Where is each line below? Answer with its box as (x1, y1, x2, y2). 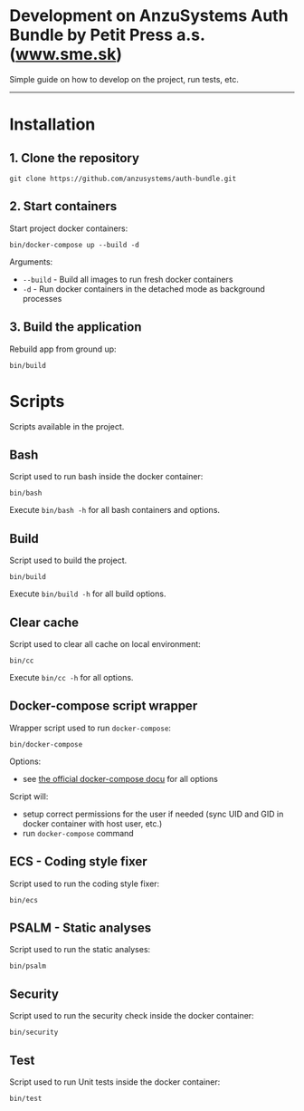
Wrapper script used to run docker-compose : (9, 722, 172, 733)
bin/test (9, 1094, 43, 1103)
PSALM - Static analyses (9, 920, 152, 935)
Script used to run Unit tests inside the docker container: (9, 1077, 221, 1087)
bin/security (9, 1028, 59, 1038)
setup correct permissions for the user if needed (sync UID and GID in (22, 808, 284, 819)
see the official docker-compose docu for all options (22, 773, 219, 784)
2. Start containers (9, 198, 118, 214)
